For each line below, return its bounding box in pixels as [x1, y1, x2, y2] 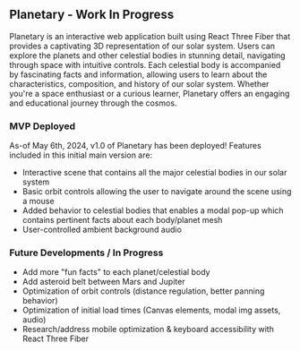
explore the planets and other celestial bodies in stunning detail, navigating [9, 49, 286, 61]
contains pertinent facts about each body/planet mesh [21, 215, 223, 226]
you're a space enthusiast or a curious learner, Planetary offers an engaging [9, 88, 290, 98]
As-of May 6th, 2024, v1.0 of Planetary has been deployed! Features [9, 141, 261, 151]
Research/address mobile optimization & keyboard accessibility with [21, 324, 275, 335]
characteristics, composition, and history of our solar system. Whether [9, 78, 270, 89]
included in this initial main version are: [9, 150, 153, 160]
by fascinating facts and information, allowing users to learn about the [9, 69, 268, 80]
